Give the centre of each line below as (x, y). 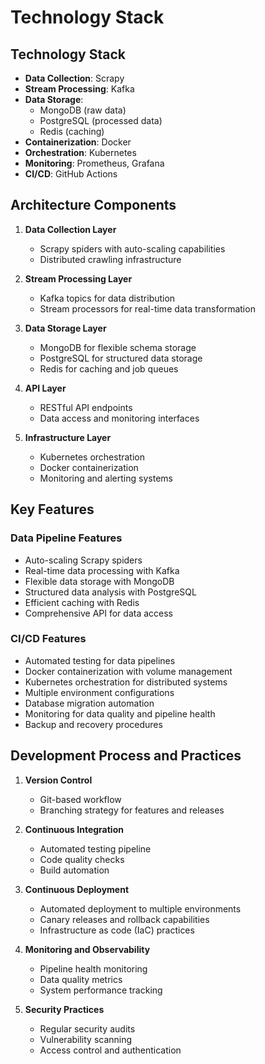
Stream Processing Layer (78, 278)
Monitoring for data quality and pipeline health (120, 713)
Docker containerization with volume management (128, 671)
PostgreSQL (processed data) (101, 120)
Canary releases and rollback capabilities (124, 919)
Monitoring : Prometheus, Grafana (94, 163)
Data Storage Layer (65, 328)
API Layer (45, 388)
